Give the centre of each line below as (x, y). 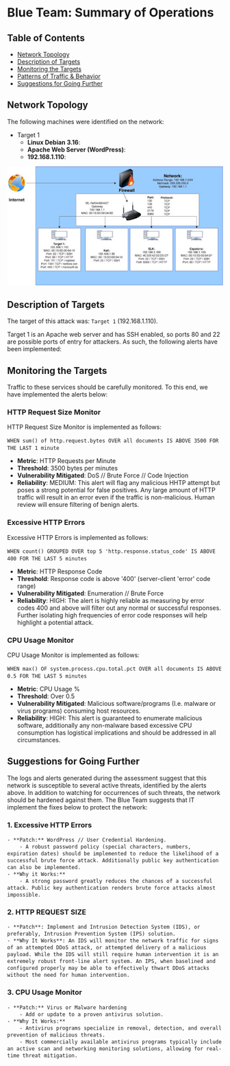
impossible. (24, 895)
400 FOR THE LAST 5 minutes (47, 558)
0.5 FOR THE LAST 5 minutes (47, 676)
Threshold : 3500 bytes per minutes (67, 469)
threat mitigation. (50, 1055)
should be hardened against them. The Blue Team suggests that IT (101, 800)
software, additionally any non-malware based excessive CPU (104, 725)
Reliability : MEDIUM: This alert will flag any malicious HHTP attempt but (118, 483)
